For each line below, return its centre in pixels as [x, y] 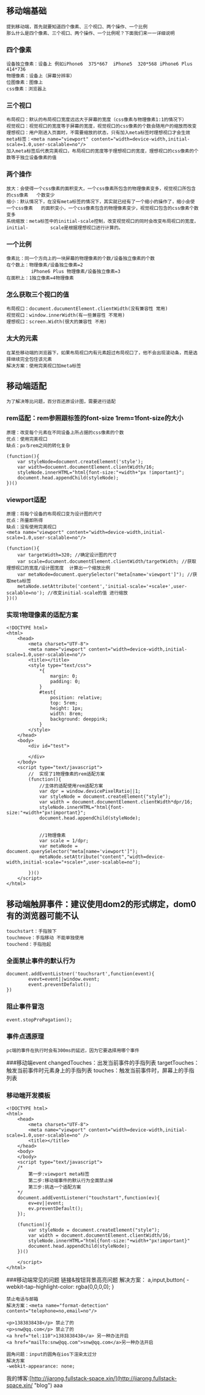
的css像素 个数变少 [31, 195]
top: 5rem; [64, 703]
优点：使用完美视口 [27, 439]
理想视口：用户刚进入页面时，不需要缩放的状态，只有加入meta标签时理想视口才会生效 [99, 133]
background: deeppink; [79, 719]
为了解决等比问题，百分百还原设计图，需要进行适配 [61, 402]
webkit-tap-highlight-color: [40, 1287]
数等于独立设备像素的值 [32, 158]
